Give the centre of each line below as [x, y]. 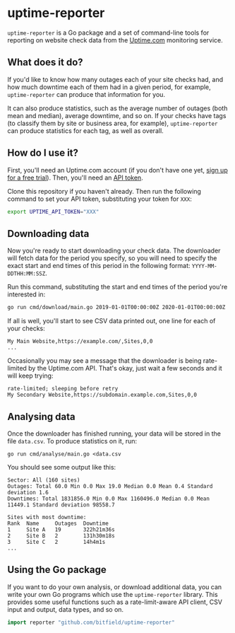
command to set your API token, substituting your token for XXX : [100, 199]
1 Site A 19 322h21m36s [61, 529]
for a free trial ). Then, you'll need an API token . [75, 178]
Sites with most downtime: [47, 517]
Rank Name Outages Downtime [58, 523]
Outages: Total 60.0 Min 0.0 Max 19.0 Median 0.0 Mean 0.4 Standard [110, 486]
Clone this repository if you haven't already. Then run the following [104, 191]
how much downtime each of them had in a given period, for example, [109, 87]
